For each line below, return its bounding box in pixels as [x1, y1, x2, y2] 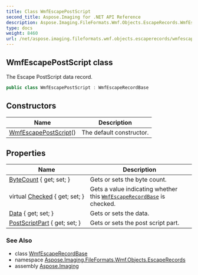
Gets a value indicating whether [90, 185, 178, 193]
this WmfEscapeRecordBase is [90, 192, 166, 200]
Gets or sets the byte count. [90, 176, 167, 184]
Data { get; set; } [9, 209, 54, 217]
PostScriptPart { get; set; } [9, 219, 81, 227]
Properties [6, 148, 46, 158]
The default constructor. [81, 128, 149, 136]
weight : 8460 [6, 31, 38, 36]
